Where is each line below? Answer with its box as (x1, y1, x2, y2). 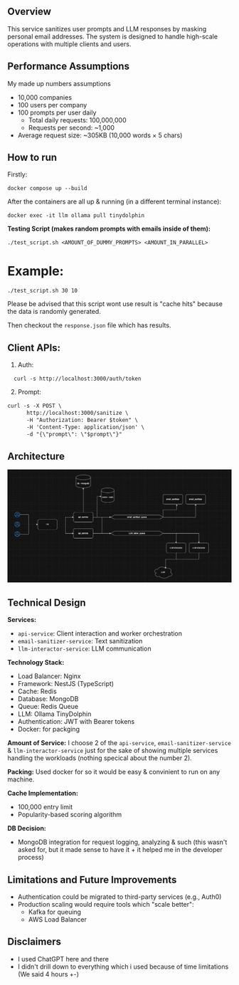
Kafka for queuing (28, 907, 82, 917)
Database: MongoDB (17, 695, 79, 703)
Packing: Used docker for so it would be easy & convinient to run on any (7, 768, 221, 776)
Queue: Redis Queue (17, 702, 79, 711)
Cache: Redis (17, 687, 57, 696)
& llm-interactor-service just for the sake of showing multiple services (7, 747, 218, 755)
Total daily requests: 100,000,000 (28, 115, 127, 124)
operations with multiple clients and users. (7, 39, 132, 48)
